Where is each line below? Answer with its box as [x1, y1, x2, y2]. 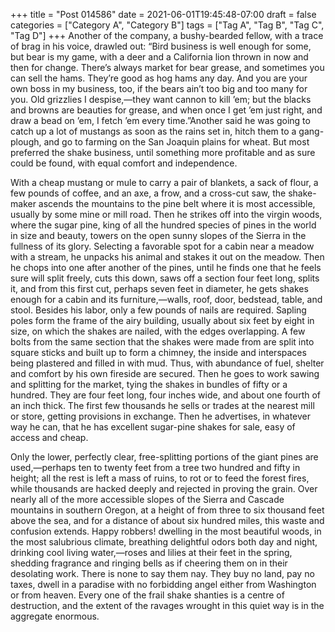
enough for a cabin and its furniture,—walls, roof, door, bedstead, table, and [10, 294, 323, 305]
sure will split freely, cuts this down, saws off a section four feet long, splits [10, 272, 320, 284]
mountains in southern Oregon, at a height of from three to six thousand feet [10, 504, 325, 516]
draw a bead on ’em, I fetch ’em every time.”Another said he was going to [10, 115, 311, 126]
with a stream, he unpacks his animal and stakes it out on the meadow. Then [10, 251, 325, 263]
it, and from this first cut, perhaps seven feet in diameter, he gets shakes [10, 283, 309, 294]
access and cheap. [10, 432, 89, 443]
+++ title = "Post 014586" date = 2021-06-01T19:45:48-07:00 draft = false [10, 9, 317, 20]
